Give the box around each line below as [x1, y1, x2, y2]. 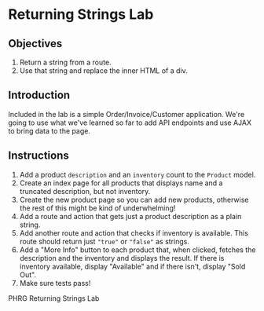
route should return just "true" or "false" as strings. [19, 236, 190, 246]
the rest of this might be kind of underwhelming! [19, 203, 176, 213]
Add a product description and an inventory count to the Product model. [19, 170, 256, 179]
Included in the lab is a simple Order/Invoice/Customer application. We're [8, 109, 245, 119]
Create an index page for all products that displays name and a [19, 178, 223, 188]
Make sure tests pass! [19, 278, 91, 287]
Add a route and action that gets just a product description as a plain [19, 211, 242, 221]
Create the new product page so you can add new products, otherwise [19, 195, 249, 204]
